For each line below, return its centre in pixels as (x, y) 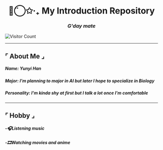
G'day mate (81, 26)
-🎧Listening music (25, 128)
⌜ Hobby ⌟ (20, 115)
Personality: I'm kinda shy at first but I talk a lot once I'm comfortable (77, 93)
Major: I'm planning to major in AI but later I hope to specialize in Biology (80, 81)
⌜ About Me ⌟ (25, 56)
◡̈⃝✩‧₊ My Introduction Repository (81, 11)
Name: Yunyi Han (23, 69)
